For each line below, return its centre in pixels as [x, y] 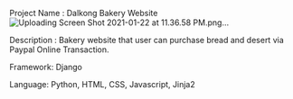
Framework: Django [46, 67]
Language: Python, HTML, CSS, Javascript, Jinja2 [103, 84]
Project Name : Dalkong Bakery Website [84, 13]
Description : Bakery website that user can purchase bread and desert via [147, 40]
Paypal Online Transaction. [60, 49]
